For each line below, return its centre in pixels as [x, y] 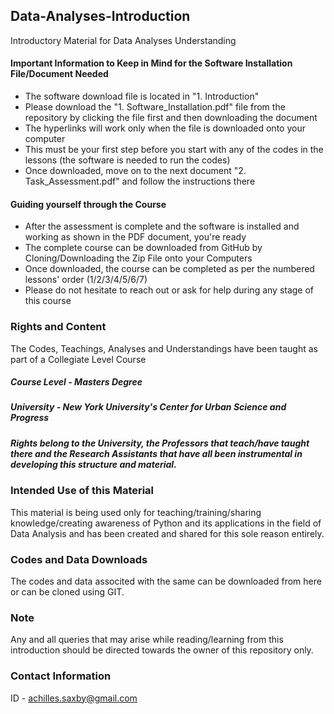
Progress [30, 418]
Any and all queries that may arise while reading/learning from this [147, 640]
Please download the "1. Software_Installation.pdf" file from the [155, 107]
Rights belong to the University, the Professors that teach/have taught [160, 443]
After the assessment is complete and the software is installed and [162, 226]
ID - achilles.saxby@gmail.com [74, 698]
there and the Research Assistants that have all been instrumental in [156, 453]
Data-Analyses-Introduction [100, 16]
